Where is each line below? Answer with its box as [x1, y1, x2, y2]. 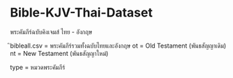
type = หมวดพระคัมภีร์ [10, 63, 66, 71]
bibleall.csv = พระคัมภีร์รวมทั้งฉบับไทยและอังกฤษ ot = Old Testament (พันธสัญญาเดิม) [10, 41, 227, 50]
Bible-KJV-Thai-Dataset [10, 5, 153, 21]
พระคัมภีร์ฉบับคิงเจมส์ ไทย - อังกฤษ [10, 28, 93, 36]
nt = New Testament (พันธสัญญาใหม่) [10, 49, 109, 57]
